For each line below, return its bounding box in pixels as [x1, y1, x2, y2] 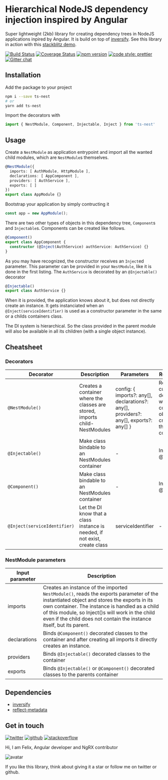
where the [79, 395, 103, 402]
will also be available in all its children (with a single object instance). [5, 328, 146, 334]
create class [79, 542, 108, 548]
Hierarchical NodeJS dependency [5, 4, 148, 15]
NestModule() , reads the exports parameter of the [42, 590, 158, 597]
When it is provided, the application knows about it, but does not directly [5, 297, 155, 304]
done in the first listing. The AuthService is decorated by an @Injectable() [5, 269, 157, 275]
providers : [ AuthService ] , [9, 178, 70, 183]
